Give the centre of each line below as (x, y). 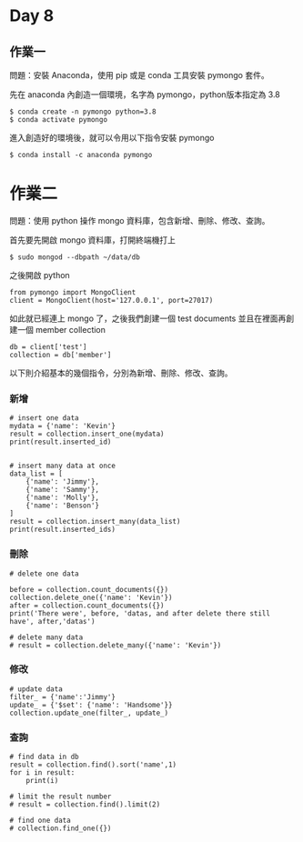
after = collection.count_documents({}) (87, 606)
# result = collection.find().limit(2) (85, 805)
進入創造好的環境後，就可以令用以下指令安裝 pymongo (112, 138)
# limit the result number (61, 797)
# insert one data (44, 418)
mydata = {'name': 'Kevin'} (63, 426)
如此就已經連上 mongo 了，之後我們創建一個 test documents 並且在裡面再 (148, 318)
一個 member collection (61, 329)
